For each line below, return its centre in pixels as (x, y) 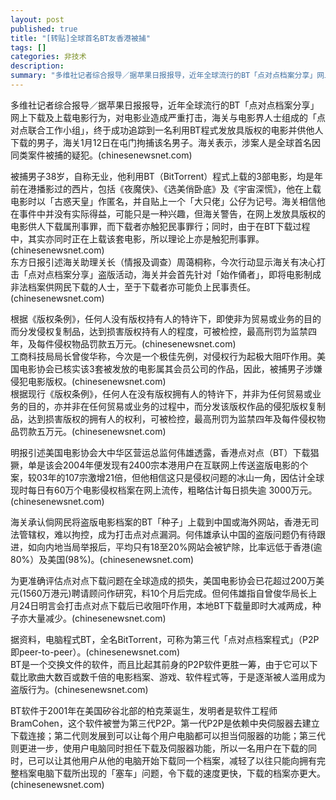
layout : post (37, 19)
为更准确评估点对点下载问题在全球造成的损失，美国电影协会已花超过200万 (163, 580)
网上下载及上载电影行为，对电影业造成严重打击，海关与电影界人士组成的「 (163, 117)
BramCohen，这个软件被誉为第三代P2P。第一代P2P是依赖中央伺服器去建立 (165, 723)
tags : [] (28, 47)
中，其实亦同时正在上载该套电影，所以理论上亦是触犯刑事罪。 (137, 238)
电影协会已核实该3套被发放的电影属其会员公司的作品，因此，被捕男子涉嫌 (170, 368)
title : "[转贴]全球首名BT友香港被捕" (80, 38)
